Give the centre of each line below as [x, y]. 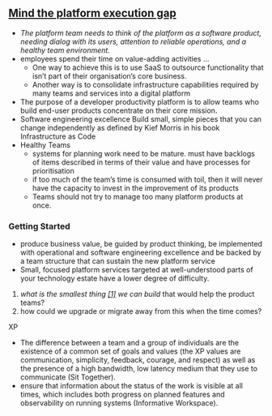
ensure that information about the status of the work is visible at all [131, 386]
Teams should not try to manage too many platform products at [138, 196]
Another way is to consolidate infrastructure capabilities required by [145, 84]
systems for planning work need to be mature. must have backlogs [143, 153]
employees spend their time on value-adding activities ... [115, 58]
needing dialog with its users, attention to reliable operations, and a [133, 41]
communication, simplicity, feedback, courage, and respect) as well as [138, 360]
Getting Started [39, 226]
